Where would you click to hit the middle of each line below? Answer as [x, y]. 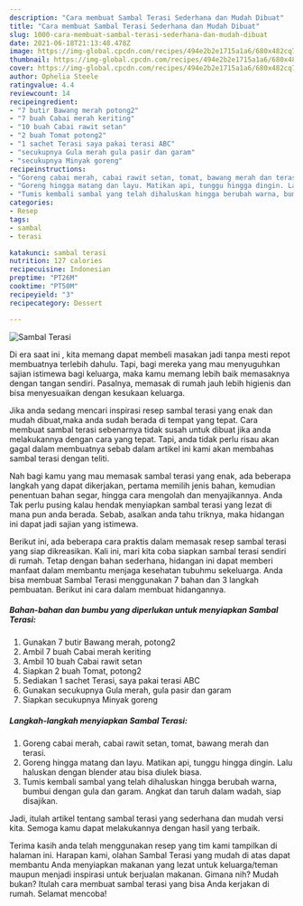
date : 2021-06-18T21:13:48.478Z [70, 43]
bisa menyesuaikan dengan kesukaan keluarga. [97, 392]
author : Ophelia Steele [54, 77]
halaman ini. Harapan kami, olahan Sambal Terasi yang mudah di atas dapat [150, 855]
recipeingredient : [44, 102]
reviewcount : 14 [40, 93]
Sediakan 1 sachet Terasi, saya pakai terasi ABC [111, 681]
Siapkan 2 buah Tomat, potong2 [82, 671]
